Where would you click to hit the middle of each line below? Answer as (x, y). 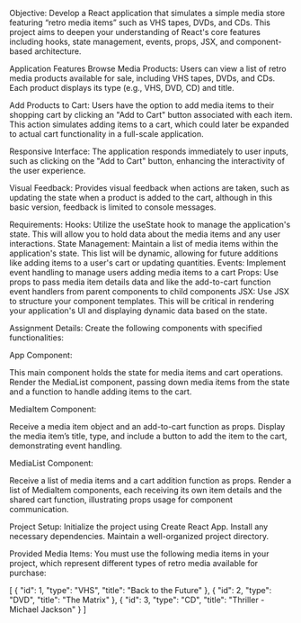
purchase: (28, 573)
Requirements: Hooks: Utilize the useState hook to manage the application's (150, 225)
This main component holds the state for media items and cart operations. (146, 372)
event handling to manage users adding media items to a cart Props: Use (144, 272)
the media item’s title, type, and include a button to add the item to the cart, (148, 436)
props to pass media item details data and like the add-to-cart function (140, 282)
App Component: (41, 355)
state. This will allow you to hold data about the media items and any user (145, 234)
